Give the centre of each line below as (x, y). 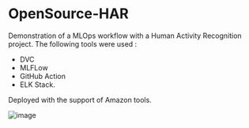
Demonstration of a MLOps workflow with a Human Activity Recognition (125, 36)
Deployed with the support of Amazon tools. (80, 100)
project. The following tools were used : (73, 43)
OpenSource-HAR (68, 14)
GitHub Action (42, 76)
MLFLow (34, 67)
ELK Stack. (37, 85)
